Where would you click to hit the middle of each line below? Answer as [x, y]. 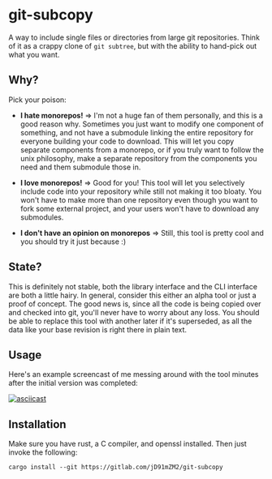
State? [25, 267]
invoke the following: [43, 452]
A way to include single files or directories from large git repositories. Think [134, 37]
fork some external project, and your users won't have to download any [140, 208]
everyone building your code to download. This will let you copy [127, 141]
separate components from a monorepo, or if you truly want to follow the [142, 150]
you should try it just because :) [73, 242]
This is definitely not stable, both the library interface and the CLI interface [133, 286]
